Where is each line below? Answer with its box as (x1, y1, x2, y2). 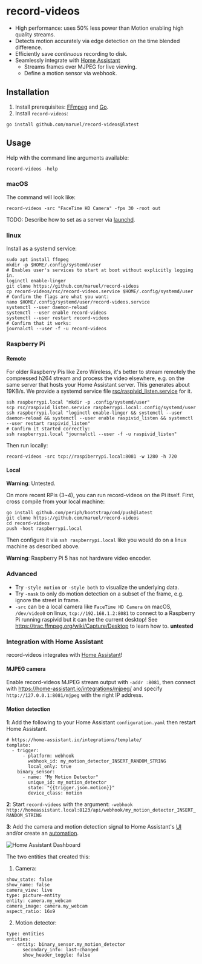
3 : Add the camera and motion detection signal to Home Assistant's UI (6, 823, 182, 830)
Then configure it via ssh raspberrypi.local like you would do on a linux (6, 536, 187, 544)
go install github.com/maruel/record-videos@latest (6, 121, 139, 127)
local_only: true (28, 764, 71, 770)
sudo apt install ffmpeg (6, 257, 69, 263)
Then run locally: (6, 442, 48, 449)
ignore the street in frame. (15, 596, 80, 603)
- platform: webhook (22, 753, 74, 759)
